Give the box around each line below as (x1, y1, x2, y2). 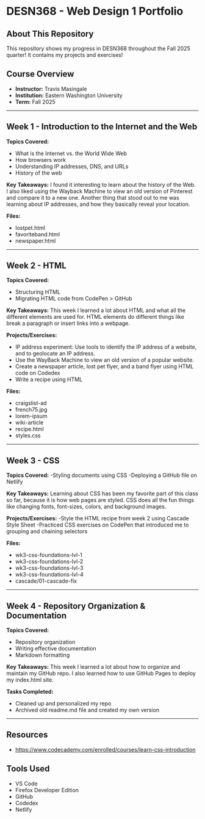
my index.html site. (6, 676, 54, 683)
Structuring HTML (15, 288, 61, 296)
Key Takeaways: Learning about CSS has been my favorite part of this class (6, 490, 198, 497)
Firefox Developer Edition (15, 786, 79, 793)
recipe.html (15, 426, 44, 433)
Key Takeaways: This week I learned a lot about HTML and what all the (6, 307, 186, 314)
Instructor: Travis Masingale (15, 85, 87, 92)
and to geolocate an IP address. (15, 350, 96, 357)
